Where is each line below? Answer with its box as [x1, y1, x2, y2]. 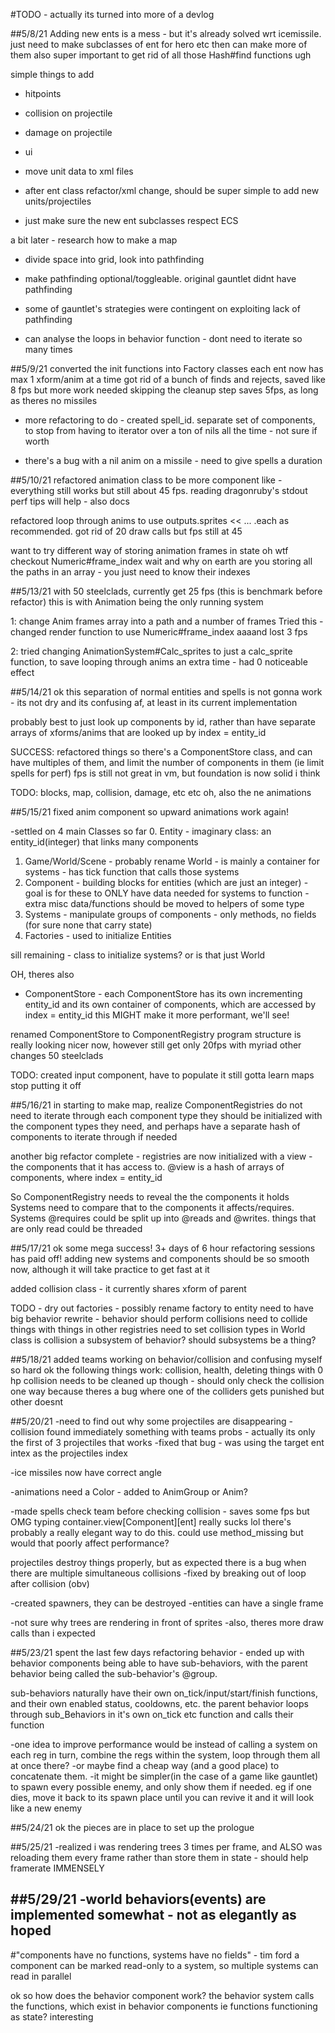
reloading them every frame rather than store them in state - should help [10, 1852, 309, 1863]
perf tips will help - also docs [10, 495, 130, 507]
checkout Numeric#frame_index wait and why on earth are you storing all [10, 555, 313, 567]
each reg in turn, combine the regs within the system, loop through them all [10, 1749, 321, 1761]
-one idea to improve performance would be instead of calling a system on [10, 1739, 318, 1750]
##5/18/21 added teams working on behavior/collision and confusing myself [10, 1354, 323, 1365]
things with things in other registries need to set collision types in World [10, 1324, 306, 1335]
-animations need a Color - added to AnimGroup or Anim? [10, 1486, 248, 1498]
